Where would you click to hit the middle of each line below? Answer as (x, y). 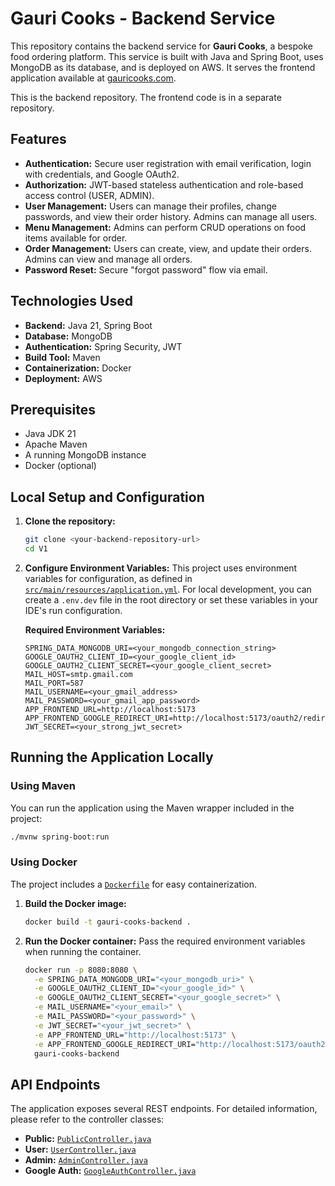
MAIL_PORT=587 (54, 683)
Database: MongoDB (68, 336)
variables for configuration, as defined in (108, 578)
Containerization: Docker (78, 368)
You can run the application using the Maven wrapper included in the (152, 808)
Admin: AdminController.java (86, 1160)
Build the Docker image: (75, 903)
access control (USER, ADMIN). (89, 195)
